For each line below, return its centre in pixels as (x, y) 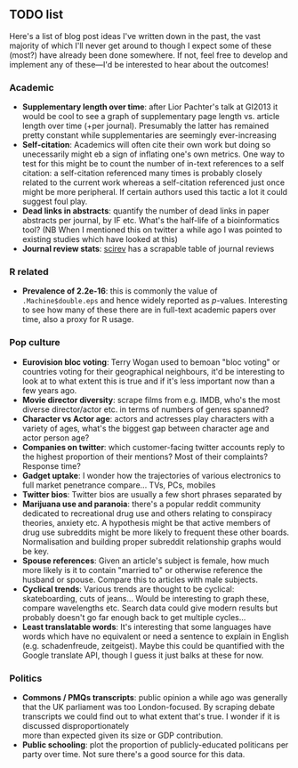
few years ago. (49, 390)
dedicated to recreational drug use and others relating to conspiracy (147, 513)
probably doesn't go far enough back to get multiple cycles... (134, 617)
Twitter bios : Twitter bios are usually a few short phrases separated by (152, 494)
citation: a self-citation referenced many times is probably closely (142, 174)
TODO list (36, 15)
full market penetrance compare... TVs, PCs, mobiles (119, 485)
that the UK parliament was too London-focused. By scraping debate (149, 707)
